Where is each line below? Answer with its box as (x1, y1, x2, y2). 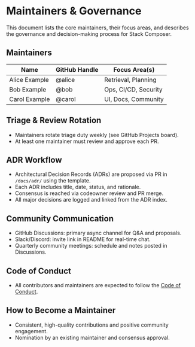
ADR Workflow (6, 154, 62, 165)
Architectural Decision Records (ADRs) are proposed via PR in (14, 171, 167, 178)
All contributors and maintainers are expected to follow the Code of (14, 282, 181, 288)
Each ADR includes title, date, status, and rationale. (14, 184, 141, 191)
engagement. (14, 327, 48, 334)
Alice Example (9, 75, 49, 84)
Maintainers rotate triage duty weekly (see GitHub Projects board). (14, 131, 179, 138)
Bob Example (9, 85, 47, 93)
